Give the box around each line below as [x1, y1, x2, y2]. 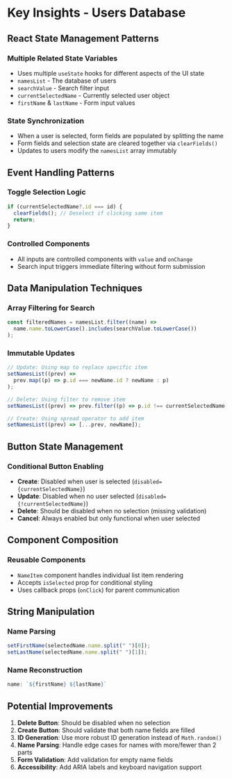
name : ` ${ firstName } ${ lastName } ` [7, 681, 108, 688]
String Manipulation [7, 606, 95, 618]
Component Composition [7, 534, 119, 546]
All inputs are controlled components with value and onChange [17, 255, 193, 263]
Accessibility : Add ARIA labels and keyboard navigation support [17, 763, 202, 772]
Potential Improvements [7, 700, 113, 712]
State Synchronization [7, 116, 85, 126]
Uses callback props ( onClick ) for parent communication [17, 586, 180, 594]
